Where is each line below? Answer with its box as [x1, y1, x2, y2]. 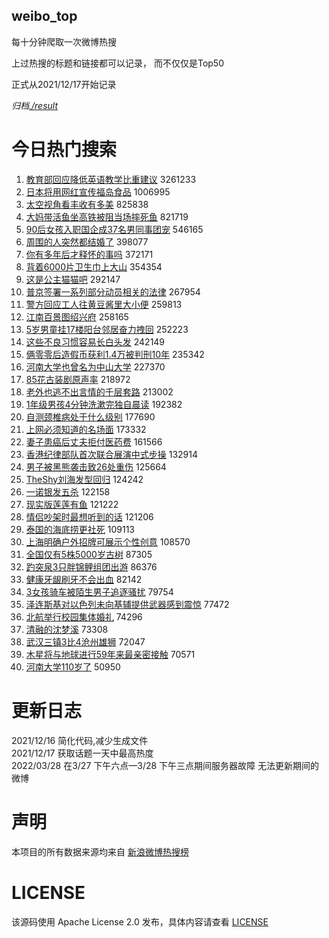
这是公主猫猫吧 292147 [25, 273, 121, 285]
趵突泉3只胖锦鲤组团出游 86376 [25, 560, 158, 573]
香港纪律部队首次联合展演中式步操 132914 [25, 448, 199, 460]
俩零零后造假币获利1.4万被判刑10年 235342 [25, 348, 205, 360]
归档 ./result [11, 99, 59, 111]
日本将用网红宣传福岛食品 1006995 [25, 185, 171, 198]
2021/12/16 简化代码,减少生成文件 [11, 734, 149, 746]
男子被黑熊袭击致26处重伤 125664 [25, 460, 167, 473]
